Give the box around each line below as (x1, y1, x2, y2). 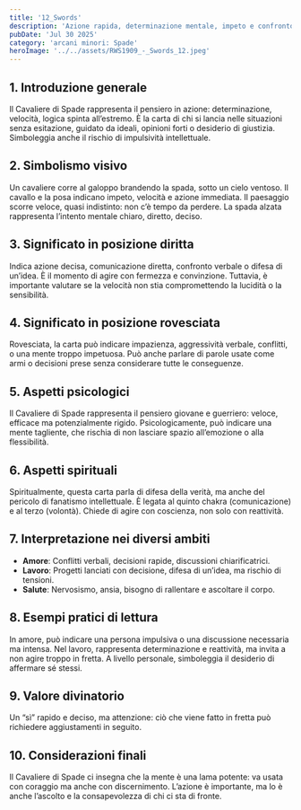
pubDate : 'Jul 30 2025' (9, 30, 99, 39)
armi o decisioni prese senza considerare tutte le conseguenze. (9, 358, 244, 369)
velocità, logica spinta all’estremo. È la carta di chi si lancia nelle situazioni (9, 113, 282, 124)
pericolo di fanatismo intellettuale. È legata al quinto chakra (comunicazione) (9, 496, 292, 506)
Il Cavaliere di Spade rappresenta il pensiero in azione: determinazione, (9, 103, 272, 114)
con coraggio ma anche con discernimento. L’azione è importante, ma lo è (9, 781, 283, 792)
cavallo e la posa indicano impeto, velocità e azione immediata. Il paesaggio (9, 191, 289, 202)
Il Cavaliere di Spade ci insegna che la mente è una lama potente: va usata (9, 771, 284, 782)
